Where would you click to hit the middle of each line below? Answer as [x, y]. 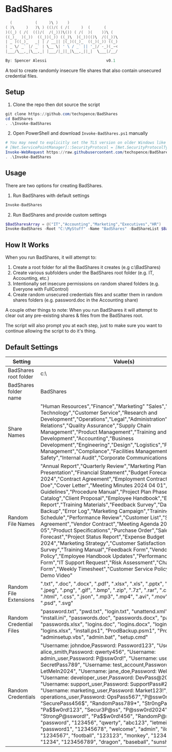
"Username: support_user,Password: [84, 684]
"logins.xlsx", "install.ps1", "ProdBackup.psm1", [98, 631]
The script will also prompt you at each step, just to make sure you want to [84, 326]
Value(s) [124, 362]
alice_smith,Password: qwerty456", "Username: [98, 652]
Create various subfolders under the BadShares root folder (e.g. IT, [83, 273]
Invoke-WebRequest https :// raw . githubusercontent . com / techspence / [78, 152]
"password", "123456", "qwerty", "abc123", [94, 722]
